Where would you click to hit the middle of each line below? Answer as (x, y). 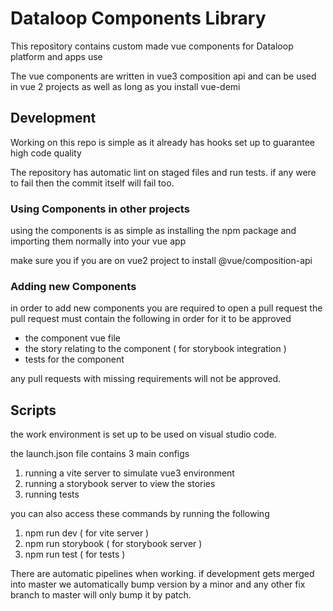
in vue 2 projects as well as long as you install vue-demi (125, 86)
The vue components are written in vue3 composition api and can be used (163, 76)
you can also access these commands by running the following (140, 514)
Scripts (33, 410)
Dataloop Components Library (138, 18)
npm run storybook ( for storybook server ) (113, 544)
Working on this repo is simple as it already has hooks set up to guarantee (163, 142)
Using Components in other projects (100, 209)
